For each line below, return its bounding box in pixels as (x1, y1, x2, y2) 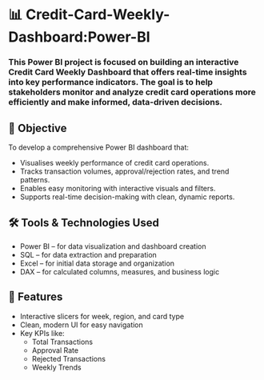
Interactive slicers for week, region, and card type (19, 311, 185, 321)
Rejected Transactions (31, 354, 106, 363)
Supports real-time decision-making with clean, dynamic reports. (19, 192, 235, 202)
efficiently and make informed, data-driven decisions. (8, 97, 222, 108)
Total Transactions (31, 337, 94, 346)
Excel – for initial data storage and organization (19, 258, 174, 268)
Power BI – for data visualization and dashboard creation (19, 241, 206, 251)
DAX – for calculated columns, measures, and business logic (19, 266, 220, 276)
